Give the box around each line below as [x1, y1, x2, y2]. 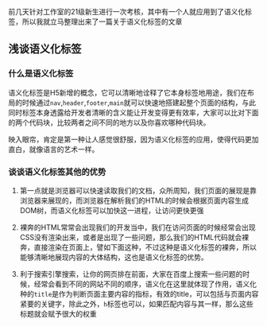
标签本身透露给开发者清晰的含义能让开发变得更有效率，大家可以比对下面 [21, 107, 259, 117]
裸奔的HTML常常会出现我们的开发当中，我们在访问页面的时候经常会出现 [19, 222, 256, 232]
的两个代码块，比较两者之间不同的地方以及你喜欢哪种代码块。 [8, 118, 211, 127]
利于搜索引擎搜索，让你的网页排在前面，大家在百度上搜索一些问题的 [19, 269, 243, 278]
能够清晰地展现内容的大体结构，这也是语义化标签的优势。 [19, 252, 208, 262]
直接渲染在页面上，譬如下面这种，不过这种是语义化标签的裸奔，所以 [33, 242, 257, 252]
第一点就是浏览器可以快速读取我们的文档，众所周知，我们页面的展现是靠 [19, 185, 257, 195]
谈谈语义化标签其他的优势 [8, 166, 106, 177]
